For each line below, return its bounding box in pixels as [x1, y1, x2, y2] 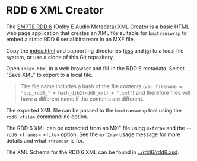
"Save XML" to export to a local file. [6, 71, 93, 78]
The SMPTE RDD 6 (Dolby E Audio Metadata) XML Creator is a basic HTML [6, 23, 190, 30]
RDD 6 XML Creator [6, 4, 104, 17]
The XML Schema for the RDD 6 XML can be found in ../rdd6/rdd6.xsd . [6, 149, 179, 156]
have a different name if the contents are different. [20, 95, 144, 102]
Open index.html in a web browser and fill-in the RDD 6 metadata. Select [6, 65, 185, 72]
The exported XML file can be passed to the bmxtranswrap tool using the [6, 107, 182, 114]
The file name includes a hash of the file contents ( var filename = [20, 82, 182, 89]
